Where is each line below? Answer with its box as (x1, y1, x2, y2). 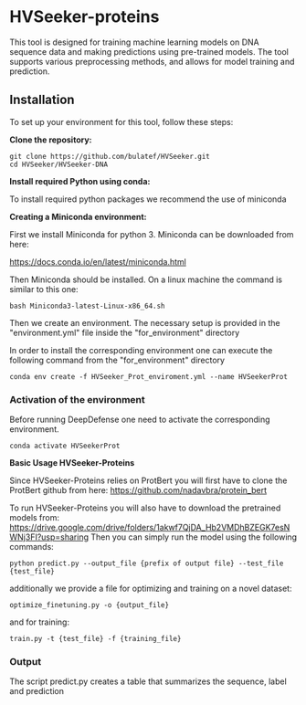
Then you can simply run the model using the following (90, 531, 298, 542)
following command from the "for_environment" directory (9, 354, 226, 365)
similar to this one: (9, 283, 79, 294)
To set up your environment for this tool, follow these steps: (9, 116, 234, 127)
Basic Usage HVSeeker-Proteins (9, 458, 135, 468)
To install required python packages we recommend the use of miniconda (9, 194, 287, 205)
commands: (9, 542, 55, 552)
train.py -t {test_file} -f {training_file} (9, 635, 182, 644)
